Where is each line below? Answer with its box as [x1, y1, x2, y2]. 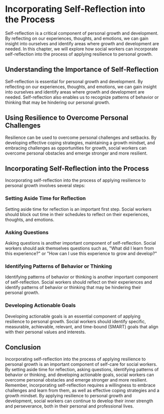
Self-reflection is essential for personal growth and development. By [5, 78, 143, 84]
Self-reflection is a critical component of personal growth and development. [5, 30, 159, 36]
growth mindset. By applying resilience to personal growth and [5, 393, 132, 399]
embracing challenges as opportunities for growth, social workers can [5, 145, 147, 151]
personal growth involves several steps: [5, 183, 85, 189]
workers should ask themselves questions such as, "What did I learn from [5, 245, 154, 251]
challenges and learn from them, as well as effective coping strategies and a [5, 387, 160, 393]
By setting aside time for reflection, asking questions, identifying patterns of [5, 367, 159, 373]
